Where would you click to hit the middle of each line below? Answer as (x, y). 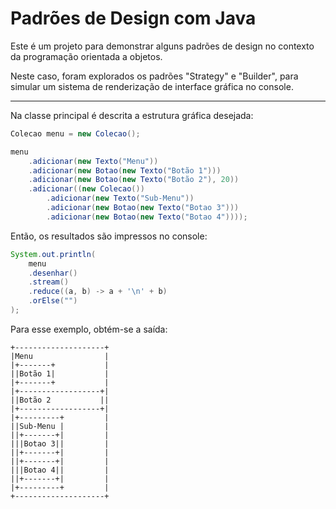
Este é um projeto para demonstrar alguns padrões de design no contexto (162, 46)
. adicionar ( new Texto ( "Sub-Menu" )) (120, 198)
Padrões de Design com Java (133, 18)
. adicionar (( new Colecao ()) (86, 189)
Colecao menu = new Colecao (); (75, 133)
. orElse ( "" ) (53, 301)
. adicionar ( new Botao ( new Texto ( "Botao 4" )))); (147, 217)
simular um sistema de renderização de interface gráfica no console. (152, 86)
